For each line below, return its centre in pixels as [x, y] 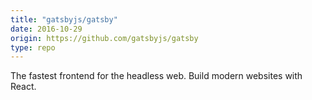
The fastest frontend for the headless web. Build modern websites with [156, 76]
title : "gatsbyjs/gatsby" [64, 19]
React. [23, 87]
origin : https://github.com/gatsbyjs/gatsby [104, 38]
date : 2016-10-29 [46, 29]
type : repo [33, 47]
